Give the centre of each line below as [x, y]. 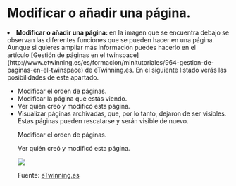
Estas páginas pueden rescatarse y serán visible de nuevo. [103, 120]
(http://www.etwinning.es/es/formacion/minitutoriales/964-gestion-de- [111, 62]
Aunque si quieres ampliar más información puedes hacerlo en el [101, 47]
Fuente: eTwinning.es [48, 175]
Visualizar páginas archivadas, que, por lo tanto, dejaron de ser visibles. [122, 113]
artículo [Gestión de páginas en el [56, 55]
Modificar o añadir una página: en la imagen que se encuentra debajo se [123, 32]
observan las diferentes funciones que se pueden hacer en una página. [111, 39]
